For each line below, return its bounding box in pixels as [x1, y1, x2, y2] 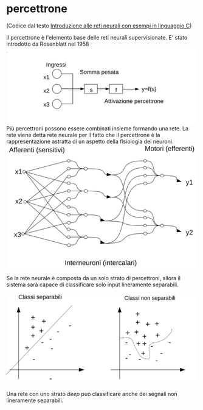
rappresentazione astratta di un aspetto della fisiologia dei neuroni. [6, 138, 174, 145]
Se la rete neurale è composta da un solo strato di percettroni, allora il [6, 275, 181, 282]
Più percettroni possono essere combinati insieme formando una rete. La [6, 125, 189, 132]
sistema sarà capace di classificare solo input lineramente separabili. [6, 281, 179, 288]
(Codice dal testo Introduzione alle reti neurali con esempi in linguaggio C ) [6, 22, 192, 29]
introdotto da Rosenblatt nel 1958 [6, 40, 89, 48]
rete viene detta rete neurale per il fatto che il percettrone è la [6, 132, 160, 139]
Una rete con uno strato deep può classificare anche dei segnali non [6, 390, 177, 397]
